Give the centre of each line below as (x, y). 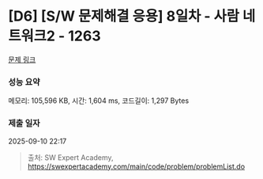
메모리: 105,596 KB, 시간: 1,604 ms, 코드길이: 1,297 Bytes (99, 101)
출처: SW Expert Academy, (70, 157)
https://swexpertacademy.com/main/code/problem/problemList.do (136, 166)
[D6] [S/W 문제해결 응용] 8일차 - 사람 (124, 16)
